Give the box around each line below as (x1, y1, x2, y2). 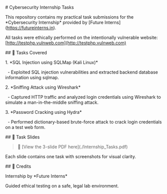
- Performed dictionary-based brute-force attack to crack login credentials (7, 119, 162, 125)
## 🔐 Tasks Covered (5, 50, 47, 55)
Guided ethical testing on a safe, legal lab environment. (5, 183, 119, 188)
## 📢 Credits (5, 163, 32, 169)
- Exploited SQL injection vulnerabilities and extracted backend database (7, 69, 158, 75)
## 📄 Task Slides (5, 134, 40, 140)
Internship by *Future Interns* (5, 173, 68, 179)
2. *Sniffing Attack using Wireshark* (5, 84, 81, 90)
